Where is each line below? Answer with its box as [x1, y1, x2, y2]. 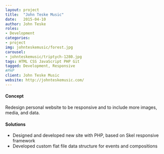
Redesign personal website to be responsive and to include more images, [5, 104, 157, 110]
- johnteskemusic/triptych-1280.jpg [5, 54, 82, 59]
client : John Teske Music [5, 73, 59, 78]
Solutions [5, 121, 26, 127]
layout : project [5, 7, 39, 13]
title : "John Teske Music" [5, 12, 64, 17]
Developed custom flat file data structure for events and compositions [12, 143, 157, 149]
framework [12, 138, 36, 144]
